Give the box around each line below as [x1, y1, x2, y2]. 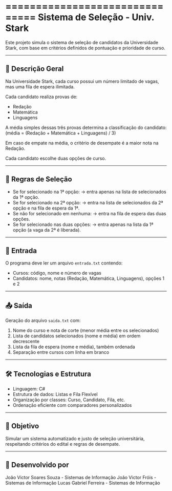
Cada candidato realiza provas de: [5, 93, 78, 100]
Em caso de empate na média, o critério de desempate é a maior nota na [5, 140, 159, 146]
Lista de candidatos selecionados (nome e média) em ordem [12, 333, 141, 339]
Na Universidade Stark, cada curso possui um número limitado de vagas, [5, 78, 159, 84]
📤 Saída [5, 301, 32, 310]
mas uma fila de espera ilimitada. [5, 83, 75, 90]
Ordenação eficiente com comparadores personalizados [12, 402, 132, 408]
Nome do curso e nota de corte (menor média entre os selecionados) [12, 327, 159, 334]
